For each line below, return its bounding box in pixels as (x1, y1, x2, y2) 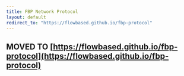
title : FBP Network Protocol (6, 8, 78, 15)
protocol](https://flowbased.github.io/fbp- (6, 51, 169, 61)
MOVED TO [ (6, 42, 53, 52)
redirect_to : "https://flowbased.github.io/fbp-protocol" (6, 20, 153, 26)
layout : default (6, 14, 46, 20)
